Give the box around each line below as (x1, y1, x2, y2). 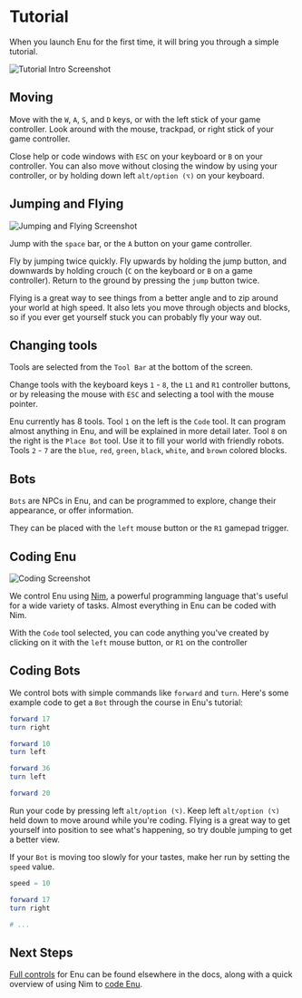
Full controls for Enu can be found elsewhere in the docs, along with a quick (9, 969, 293, 980)
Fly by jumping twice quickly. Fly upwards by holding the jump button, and (9, 256, 287, 266)
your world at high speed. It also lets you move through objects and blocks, (9, 302, 290, 313)
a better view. (9, 834, 61, 845)
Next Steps (9, 945, 73, 960)
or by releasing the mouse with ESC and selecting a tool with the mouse (9, 389, 275, 400)
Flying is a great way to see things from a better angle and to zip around (9, 292, 278, 303)
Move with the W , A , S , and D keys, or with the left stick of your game (9, 113, 261, 124)
